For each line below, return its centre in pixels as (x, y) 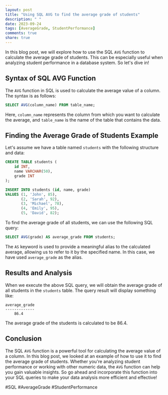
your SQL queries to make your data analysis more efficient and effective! (81, 377)
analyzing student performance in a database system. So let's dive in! (77, 63)
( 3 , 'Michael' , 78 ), (42, 204)
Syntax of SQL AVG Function (51, 78)
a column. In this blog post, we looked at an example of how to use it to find (83, 356)
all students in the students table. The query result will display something (81, 290)
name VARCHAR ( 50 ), (33, 171)
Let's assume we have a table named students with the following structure (82, 148)
